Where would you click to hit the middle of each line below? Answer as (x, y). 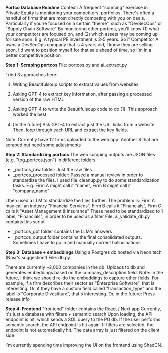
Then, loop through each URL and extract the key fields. (70, 130)
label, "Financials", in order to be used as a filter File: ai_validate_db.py (78, 216)
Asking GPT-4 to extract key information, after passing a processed (82, 94)
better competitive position (33, 55)
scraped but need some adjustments (43, 145)
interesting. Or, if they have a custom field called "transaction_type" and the (83, 288)
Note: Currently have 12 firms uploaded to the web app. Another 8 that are (82, 139)
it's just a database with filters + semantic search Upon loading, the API (79, 314)
